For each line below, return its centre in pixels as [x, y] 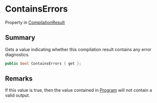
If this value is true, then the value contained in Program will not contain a [78, 90]
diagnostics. [17, 54]
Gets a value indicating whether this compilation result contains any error [78, 49]
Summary [20, 38]
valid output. [17, 95]
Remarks [19, 79]
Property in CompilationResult [35, 22]
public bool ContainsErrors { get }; [43, 63]
